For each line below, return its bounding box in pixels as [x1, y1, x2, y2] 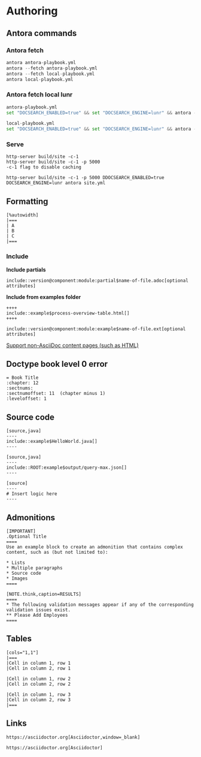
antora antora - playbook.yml [6, 59, 77, 65]
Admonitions [6, 512, 56, 523]
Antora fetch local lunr [6, 91, 73, 99]
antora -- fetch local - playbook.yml [6, 71, 95, 77]
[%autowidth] [6, 212, 39, 218]
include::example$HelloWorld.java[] [6, 439, 98, 445]
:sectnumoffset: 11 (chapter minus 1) [6, 391, 106, 397]
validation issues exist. [6, 607, 71, 613]
